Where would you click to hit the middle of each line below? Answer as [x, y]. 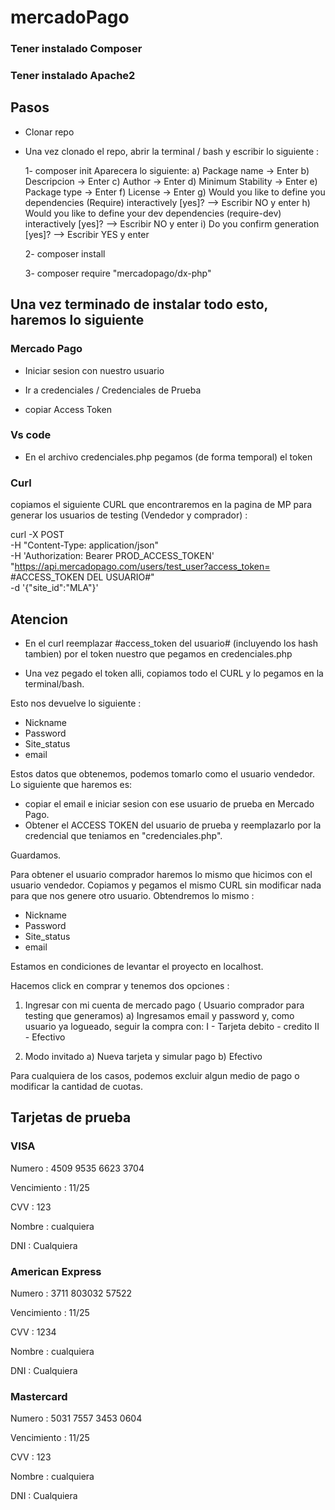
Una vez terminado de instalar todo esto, [139, 304]
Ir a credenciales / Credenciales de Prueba [113, 390]
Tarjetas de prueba [71, 1117]
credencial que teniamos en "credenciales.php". [123, 835]
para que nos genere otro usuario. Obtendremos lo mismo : [132, 895]
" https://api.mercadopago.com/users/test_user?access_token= [140, 567]
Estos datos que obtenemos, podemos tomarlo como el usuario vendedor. [162, 773]
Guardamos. [36, 855]
